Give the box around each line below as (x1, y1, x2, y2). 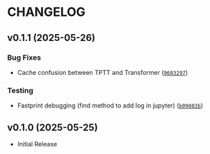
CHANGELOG (7, 4, 86, 20)
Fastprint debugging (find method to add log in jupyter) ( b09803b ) (17, 101, 204, 110)
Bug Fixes (7, 53, 42, 62)
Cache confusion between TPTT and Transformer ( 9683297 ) (17, 68, 188, 76)
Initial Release (17, 139, 58, 148)
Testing (7, 85, 33, 95)
